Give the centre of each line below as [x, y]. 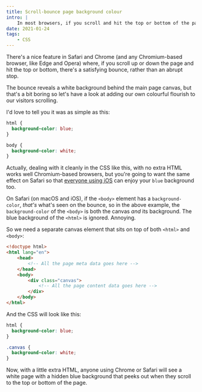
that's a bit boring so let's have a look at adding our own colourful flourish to [101, 94]
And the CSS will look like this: [44, 314]
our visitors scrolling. [32, 100]
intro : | [17, 17]
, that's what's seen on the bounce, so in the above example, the [100, 205]
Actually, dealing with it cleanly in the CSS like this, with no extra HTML [94, 168]
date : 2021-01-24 [28, 29]
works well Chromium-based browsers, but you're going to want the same [98, 174]
